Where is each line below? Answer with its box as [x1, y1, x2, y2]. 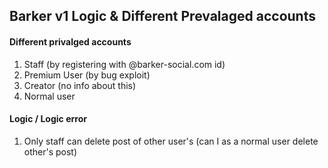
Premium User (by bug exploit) [23, 69, 151, 81]
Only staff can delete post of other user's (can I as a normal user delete [23, 135, 319, 147]
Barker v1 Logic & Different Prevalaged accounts [9, 8, 316, 25]
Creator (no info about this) [23, 79, 137, 91]
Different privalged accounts [9, 35, 132, 48]
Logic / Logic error [9, 113, 87, 125]
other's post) [23, 145, 78, 158]
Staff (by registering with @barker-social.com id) [23, 58, 226, 70]
